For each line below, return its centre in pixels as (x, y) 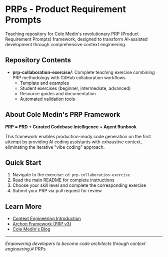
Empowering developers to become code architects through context (75, 243)
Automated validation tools (47, 99)
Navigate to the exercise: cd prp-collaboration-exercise (71, 175)
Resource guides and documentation (58, 93)
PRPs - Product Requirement (65, 9)
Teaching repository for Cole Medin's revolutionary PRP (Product (72, 34)
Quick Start (23, 163)
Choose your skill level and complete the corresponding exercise (79, 185)
